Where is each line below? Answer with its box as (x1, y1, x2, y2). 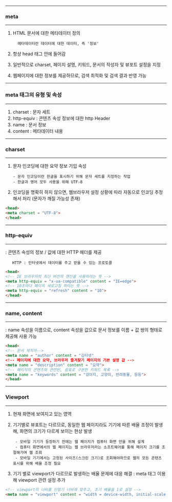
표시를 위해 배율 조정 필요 (12, 461, 61, 466)
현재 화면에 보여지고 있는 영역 (12, 410, 72, 417)
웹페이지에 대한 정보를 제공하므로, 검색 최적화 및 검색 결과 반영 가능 (12, 73, 147, 79)
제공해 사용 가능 (5, 333, 37, 339)
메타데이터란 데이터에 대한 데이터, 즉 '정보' (17, 41, 99, 47)
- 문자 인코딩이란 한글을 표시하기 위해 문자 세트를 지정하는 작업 (12, 174, 131, 179)
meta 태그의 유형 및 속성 (5, 92, 62, 99)
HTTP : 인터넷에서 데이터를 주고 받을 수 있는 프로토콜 (12, 260, 113, 265)
